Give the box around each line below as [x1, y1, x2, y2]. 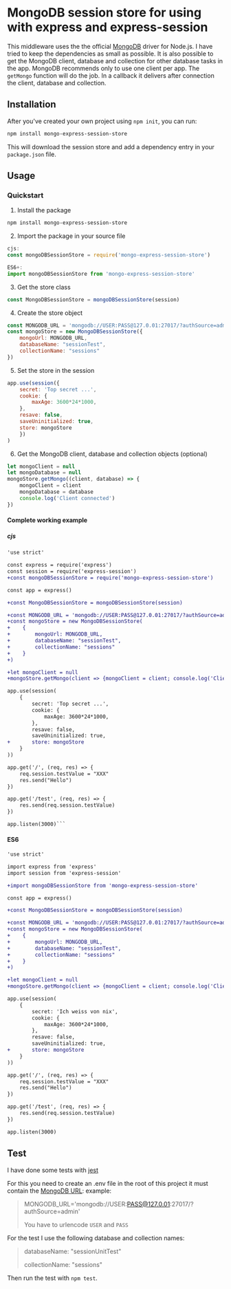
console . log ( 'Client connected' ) [19, 495, 115, 501]
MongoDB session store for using [7, 5, 201, 21]
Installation [7, 98, 56, 111]
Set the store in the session [16, 366, 95, 374]
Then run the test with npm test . [7, 1274, 98, 1282]
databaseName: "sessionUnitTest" [23, 1247, 122, 1255]
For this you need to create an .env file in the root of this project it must [7, 1179, 208, 1187]
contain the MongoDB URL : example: [7, 1187, 112, 1195]
